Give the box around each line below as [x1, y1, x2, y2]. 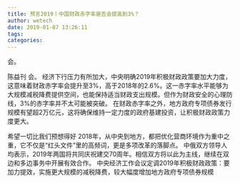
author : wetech [7, 17, 53, 24]
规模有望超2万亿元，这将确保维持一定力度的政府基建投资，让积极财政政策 [7, 108, 224, 117]
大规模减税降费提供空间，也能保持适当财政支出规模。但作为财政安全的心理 [7, 90, 226, 99]
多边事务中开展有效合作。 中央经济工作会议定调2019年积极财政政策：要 [19, 159, 230, 167]
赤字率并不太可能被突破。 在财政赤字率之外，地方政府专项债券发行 [36, 99, 232, 108]
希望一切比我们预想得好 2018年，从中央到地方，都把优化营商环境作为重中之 [7, 132, 230, 141]
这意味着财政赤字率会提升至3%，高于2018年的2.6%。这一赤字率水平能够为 [7, 81, 229, 90]
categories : [7, 37, 43, 44]
